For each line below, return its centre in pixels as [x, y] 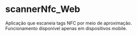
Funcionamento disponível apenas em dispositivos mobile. [66, 28]
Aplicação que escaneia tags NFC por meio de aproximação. [68, 23]
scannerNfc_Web [43, 9]
